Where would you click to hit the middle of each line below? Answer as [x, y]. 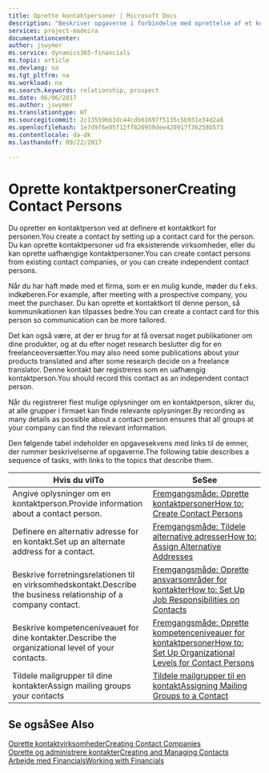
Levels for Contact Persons [203, 663]
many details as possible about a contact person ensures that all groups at [131, 419]
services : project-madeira [53, 30]
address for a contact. [54, 552]
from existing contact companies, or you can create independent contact [129, 262]
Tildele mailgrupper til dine [62, 676]
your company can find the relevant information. [88, 428]
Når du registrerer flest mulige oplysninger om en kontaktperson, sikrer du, [132, 402]
